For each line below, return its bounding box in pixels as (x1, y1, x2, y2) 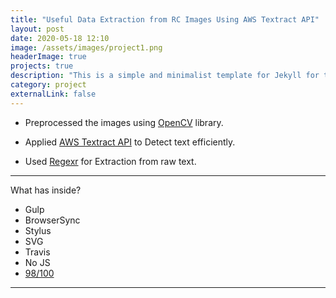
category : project (10, 80, 87, 90)
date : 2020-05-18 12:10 (10, 33, 110, 43)
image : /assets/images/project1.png (10, 42, 163, 53)
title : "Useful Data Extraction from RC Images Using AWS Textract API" (10, 14, 320, 25)
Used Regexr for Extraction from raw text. (24, 155, 197, 167)
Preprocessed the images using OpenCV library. (24, 116, 224, 128)
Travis (24, 246, 51, 258)
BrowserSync (24, 214, 81, 226)
